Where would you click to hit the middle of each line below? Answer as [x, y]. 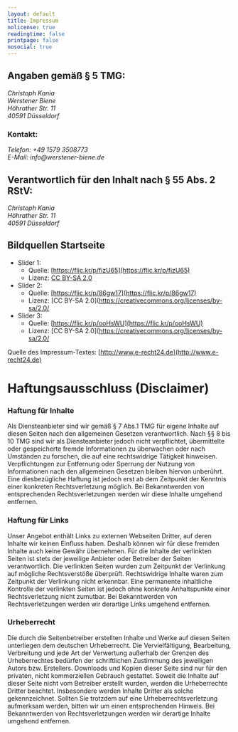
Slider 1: [29, 262]
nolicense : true [31, 27]
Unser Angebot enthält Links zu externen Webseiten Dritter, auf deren [109, 535]
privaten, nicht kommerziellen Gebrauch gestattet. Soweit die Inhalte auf [113, 675]
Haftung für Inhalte [41, 410]
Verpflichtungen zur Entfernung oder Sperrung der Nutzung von [101, 464]
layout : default [31, 14]
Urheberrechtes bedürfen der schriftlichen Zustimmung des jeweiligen [110, 660]
